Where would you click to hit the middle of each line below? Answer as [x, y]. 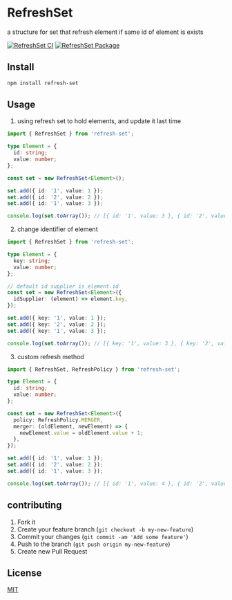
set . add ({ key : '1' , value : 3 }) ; [57, 331]
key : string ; [32, 261]
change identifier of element [57, 229]
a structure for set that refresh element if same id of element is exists [105, 32]
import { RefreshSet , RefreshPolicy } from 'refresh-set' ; [94, 369]
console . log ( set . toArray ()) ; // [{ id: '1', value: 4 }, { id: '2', [108, 483]
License [25, 573]
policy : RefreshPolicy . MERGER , [58, 420]
